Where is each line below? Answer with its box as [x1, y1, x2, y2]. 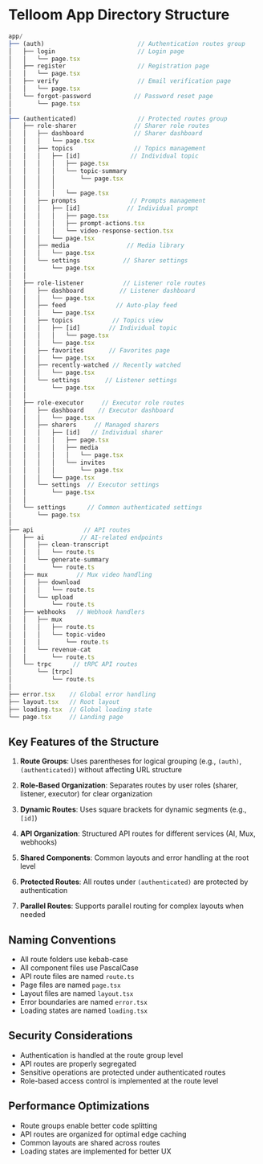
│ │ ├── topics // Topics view [8, 316, 163, 325]
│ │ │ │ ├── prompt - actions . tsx [8, 219, 146, 227]
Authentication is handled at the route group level [19, 1050, 184, 1059]
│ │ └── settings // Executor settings [8, 481, 160, 489]
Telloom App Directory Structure [8, 6, 230, 24]
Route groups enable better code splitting [19, 1121, 158, 1130]
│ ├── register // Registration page [8, 62, 210, 70]
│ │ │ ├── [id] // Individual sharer [8, 429, 163, 437]
